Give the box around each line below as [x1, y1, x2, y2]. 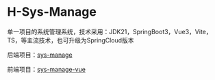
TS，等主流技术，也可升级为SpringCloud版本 [7, 36, 135, 44]
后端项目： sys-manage [7, 51, 73, 59]
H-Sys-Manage [7, 4, 97, 20]
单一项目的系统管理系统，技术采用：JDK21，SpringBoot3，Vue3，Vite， [7, 27, 212, 36]
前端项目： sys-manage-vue [7, 65, 86, 73]
